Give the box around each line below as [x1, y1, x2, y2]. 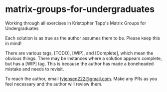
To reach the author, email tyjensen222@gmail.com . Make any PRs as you [5, 75, 158, 81]
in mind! [5, 40, 22, 46]
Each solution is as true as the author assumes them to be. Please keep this [5, 35, 161, 41]
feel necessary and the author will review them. [5, 81, 103, 87]
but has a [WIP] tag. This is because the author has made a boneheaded [5, 60, 154, 66]
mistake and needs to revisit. [5, 66, 64, 72]
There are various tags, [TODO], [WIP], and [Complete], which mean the [5, 50, 154, 56]
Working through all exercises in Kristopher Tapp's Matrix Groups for [5, 20, 146, 26]
